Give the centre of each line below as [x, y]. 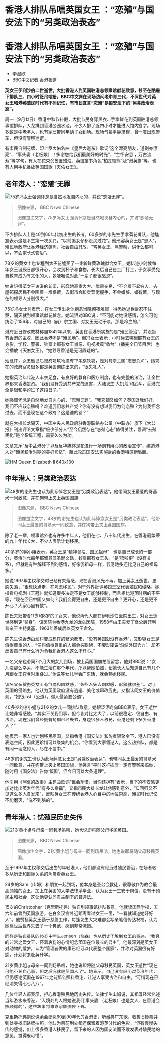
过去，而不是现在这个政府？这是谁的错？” [47, 412]
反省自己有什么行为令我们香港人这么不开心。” [50, 651]
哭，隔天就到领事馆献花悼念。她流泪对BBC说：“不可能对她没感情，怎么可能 [82, 315]
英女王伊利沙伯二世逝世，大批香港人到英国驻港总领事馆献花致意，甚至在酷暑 [82, 90]
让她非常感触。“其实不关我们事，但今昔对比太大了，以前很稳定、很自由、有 [82, 713]
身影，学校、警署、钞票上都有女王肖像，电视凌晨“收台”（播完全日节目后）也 [82, 344]
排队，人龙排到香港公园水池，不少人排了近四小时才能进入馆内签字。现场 [87, 126]
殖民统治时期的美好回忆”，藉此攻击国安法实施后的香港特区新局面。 [83, 452]
